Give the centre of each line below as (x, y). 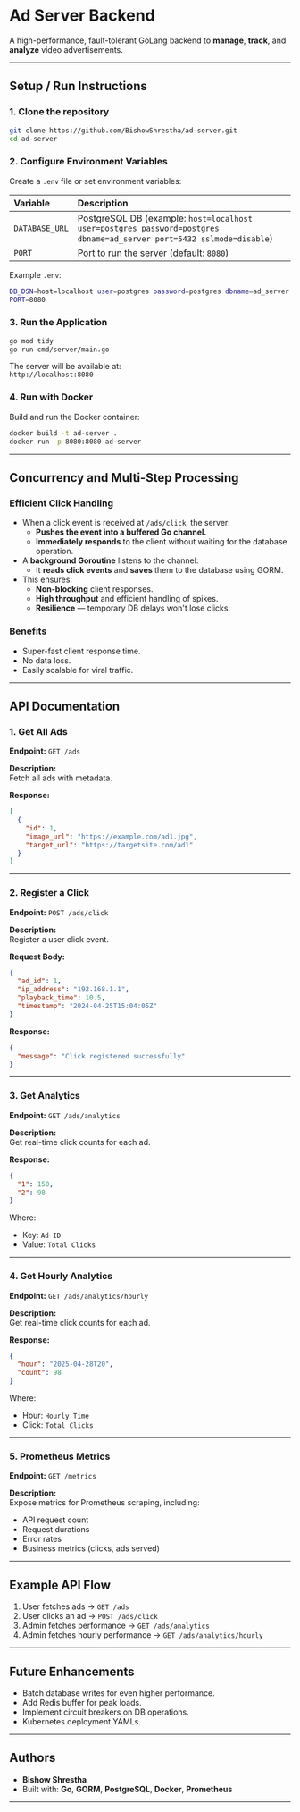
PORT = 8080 (28, 299)
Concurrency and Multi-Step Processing (124, 478)
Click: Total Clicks (58, 1425)
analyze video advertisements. (66, 49)
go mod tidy (31, 341)
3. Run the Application (58, 323)
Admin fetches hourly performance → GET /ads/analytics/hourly (142, 1635)
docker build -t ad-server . (63, 433)
